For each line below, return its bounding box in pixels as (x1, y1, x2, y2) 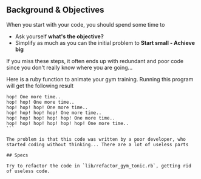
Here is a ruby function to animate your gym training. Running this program (6, 75, 194, 83)
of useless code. (6, 168, 50, 174)
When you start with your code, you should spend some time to (6, 21, 165, 28)
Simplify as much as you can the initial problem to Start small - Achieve (15, 39, 196, 46)
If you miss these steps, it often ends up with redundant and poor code (6, 57, 184, 64)
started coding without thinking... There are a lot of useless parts (6, 141, 189, 147)
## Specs (6, 152, 29, 158)
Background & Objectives (6, 5, 104, 15)
